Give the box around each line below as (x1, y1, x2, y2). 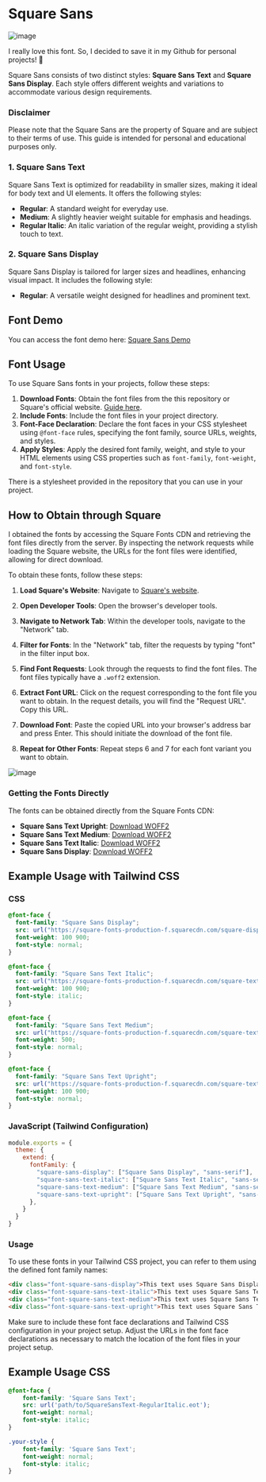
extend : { (22, 1153, 55, 1162)
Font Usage (8, 358, 66, 372)
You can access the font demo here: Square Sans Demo (8, 334, 192, 344)
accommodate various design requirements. (8, 87, 153, 96)
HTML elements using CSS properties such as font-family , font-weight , (19, 453, 256, 463)
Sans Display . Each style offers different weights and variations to (8, 79, 224, 88)
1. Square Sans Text (8, 162, 85, 173)
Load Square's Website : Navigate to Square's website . (19, 585, 199, 596)
